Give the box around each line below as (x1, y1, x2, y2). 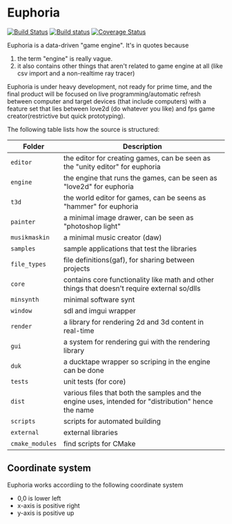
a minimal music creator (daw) (63, 233, 162, 242)
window (10, 307, 32, 315)
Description (122, 142, 162, 151)
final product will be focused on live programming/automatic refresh (7, 90, 202, 98)
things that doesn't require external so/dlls (63, 283, 201, 293)
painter (10, 217, 36, 226)
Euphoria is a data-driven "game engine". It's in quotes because (7, 41, 189, 49)
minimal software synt (63, 295, 135, 304)
